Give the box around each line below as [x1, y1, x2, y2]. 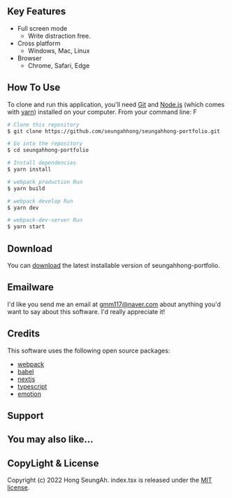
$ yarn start [7, 223, 45, 230]
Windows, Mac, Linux [27, 46, 90, 55]
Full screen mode [17, 24, 68, 32]
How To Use [7, 82, 61, 94]
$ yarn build [7, 185, 45, 192]
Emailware [7, 281, 55, 293]
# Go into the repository [7, 140, 82, 148]
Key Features [7, 6, 66, 17]
